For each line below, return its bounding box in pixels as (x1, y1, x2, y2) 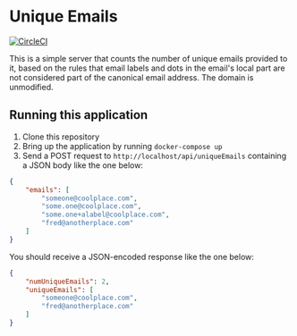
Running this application (9, 107, 148, 122)
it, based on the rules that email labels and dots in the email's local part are (9, 63, 285, 73)
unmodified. (9, 81, 54, 92)
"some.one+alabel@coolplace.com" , (41, 210, 170, 220)
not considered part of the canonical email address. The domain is (9, 71, 254, 82)
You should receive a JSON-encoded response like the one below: (9, 251, 255, 262)
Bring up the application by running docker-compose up (21, 140, 223, 151)
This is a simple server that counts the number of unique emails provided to (9, 53, 288, 63)
